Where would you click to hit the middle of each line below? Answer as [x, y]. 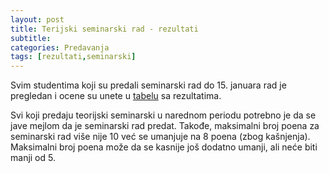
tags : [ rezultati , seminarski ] [73, 57]
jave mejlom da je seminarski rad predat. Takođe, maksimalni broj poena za [165, 126]
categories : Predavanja [60, 47]
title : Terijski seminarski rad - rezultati [104, 29]
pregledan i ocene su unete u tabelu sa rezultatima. [116, 96]
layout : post [37, 19]
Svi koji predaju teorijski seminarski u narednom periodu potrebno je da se [163, 115]
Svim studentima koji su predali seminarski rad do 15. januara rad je [148, 85]
